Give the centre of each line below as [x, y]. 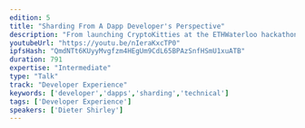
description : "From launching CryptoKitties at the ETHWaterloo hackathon [154, 34]
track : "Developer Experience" [69, 85]
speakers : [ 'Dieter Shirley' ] [67, 110]
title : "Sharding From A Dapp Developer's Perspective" [117, 26]
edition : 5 [30, 18]
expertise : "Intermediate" [60, 69]
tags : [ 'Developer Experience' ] [70, 101]
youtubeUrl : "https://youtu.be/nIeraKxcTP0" [95, 43]
